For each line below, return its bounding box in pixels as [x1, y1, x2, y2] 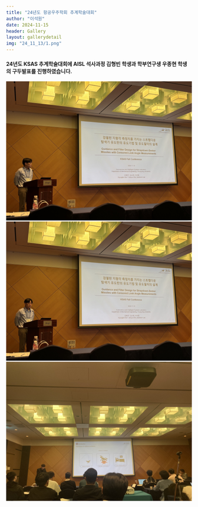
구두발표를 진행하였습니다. [12, 68, 72, 75]
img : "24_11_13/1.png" [6, 41, 62, 47]
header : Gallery [6, 28, 46, 34]
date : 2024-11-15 [6, 22, 49, 28]
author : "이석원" [6, 15, 45, 22]
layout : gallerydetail [6, 34, 62, 41]
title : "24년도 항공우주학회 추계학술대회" [6, 9, 97, 15]
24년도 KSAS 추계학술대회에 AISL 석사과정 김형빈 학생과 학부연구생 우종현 [6, 60, 177, 67]
